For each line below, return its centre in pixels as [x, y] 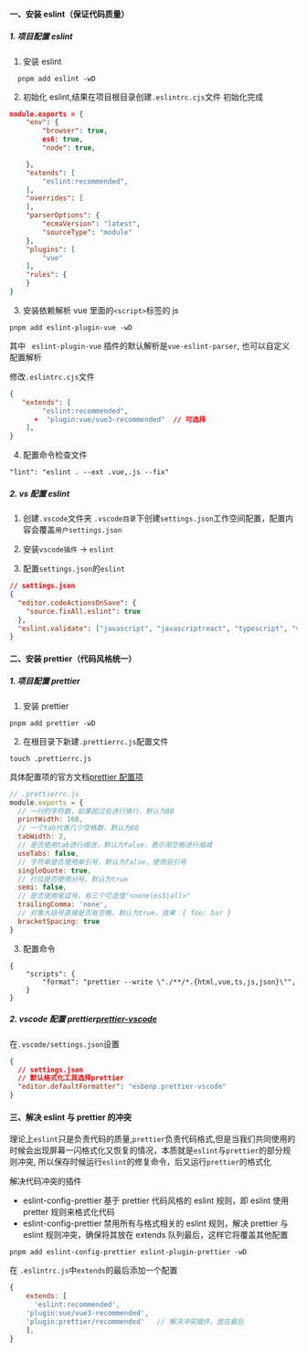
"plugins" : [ [51, 249]
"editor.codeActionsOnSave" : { [77, 603]
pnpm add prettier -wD [53, 723]
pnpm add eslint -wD [57, 79]
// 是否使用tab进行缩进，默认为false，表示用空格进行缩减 [115, 845]
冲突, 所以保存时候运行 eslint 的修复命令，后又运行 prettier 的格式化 [144, 1162]
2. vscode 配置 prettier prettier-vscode [84, 1019]
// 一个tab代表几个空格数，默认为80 [79, 828]
